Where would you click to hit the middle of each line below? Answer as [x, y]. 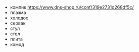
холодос [19, 18]
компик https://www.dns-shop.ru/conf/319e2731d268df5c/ [72, 7]
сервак [18, 23]
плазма [18, 12]
